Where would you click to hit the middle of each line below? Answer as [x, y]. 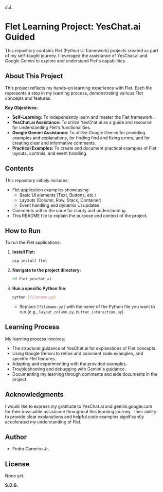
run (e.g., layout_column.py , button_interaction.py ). [72, 312]
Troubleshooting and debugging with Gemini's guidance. [69, 369]
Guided [20, 37]
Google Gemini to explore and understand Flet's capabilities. [66, 61]
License [17, 464]
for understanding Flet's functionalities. [52, 127]
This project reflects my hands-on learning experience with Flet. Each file [79, 88]
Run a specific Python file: [39, 289]
